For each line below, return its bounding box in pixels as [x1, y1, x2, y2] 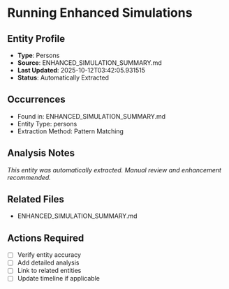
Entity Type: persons [17, 119, 77, 128]
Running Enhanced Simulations [7, 5, 193, 21]
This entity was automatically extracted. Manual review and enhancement [7, 165, 222, 174]
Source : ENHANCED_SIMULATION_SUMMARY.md [17, 59, 162, 67]
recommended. [7, 173, 51, 181]
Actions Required [7, 232, 84, 244]
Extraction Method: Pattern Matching [17, 127, 124, 135]
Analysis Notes [7, 147, 75, 159]
